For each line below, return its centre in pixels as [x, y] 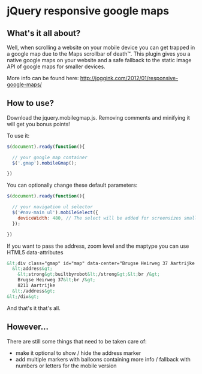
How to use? [31, 103]
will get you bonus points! [39, 124]
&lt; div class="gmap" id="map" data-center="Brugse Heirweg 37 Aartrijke [101, 263]
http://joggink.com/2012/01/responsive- [129, 78]
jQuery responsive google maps [88, 11]
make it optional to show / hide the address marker [78, 353]
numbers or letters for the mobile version [66, 366]
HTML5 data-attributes [35, 252]
